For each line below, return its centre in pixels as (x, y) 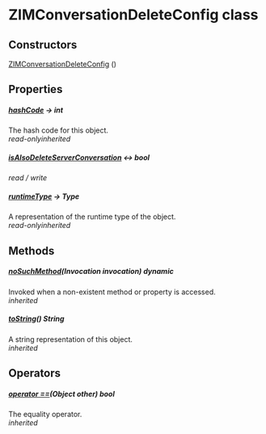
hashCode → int (36, 110)
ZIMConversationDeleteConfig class (133, 15)
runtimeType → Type (44, 196)
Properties (36, 89)
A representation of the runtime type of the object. (92, 217)
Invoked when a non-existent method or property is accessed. (112, 292)
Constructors (43, 45)
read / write (27, 178)
